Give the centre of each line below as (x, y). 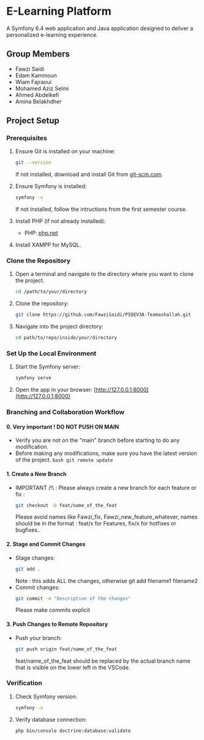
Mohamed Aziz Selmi (42, 88)
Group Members (38, 54)
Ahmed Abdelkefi (37, 95)
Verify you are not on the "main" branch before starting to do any (97, 440)
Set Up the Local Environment (51, 354)
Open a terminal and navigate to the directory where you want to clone (104, 274)
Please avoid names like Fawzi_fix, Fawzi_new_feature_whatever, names (106, 517)
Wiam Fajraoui (33, 82)
